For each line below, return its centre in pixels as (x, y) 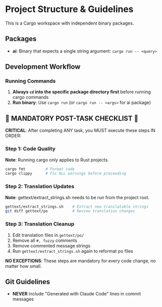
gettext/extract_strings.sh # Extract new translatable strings (77, 207)
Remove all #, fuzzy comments (45, 240)
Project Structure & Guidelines (69, 9)
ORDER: (13, 136)
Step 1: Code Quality (30, 149)
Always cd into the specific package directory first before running (81, 92)
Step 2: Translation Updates (40, 187)
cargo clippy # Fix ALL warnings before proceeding (66, 174)
